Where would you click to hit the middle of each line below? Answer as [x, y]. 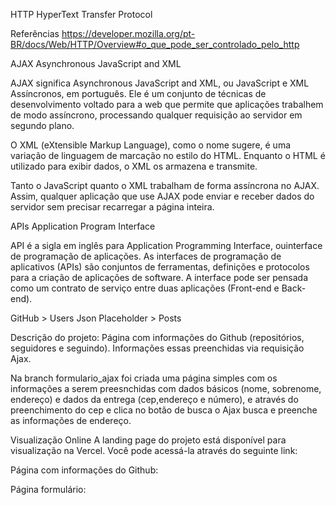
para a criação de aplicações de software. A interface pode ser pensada [159, 277]
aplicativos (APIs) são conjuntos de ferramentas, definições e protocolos [160, 267]
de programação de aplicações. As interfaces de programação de [146, 256]
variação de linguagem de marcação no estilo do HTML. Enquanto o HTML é [168, 155]
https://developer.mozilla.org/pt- [128, 33]
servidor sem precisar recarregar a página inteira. [112, 207]
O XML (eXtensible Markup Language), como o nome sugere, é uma [151, 145]
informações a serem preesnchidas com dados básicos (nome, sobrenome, [166, 388]
